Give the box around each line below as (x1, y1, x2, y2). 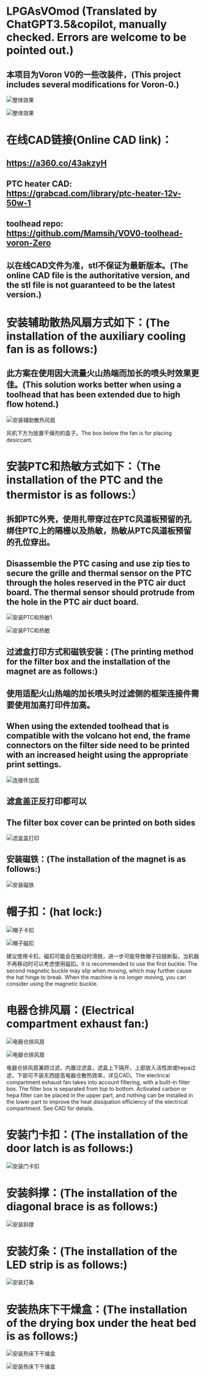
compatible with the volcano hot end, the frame (6, 731, 191, 741)
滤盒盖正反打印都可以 (6, 796, 87, 807)
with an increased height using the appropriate (6, 750, 188, 760)
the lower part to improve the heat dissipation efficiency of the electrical (6, 1098, 188, 1105)
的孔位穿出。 (6, 537, 55, 548)
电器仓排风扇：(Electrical (6, 1003, 134, 1017)
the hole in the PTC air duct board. (6, 597, 139, 607)
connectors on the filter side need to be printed (6, 740, 190, 751)
